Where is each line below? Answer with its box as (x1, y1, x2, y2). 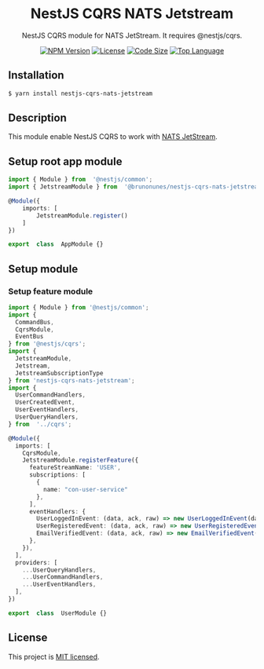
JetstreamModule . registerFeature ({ (22, 456, 139, 464)
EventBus (15, 333, 44, 341)
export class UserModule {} (8, 609, 108, 617)
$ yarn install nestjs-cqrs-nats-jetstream (8, 90, 153, 97)
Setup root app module (8, 155, 123, 168)
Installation (8, 68, 64, 82)
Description (8, 111, 67, 125)
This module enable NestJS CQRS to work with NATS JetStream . (8, 132, 218, 141)
